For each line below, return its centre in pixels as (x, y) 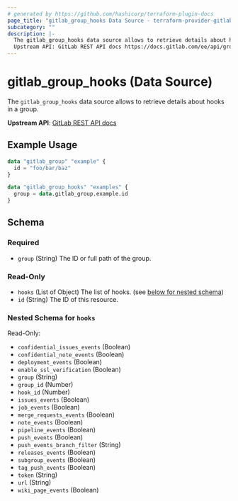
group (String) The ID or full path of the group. (84, 258)
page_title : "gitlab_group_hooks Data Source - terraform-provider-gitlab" (121, 21)
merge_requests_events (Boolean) (66, 415)
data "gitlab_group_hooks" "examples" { (68, 187)
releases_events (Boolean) (57, 452)
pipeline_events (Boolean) (57, 430)
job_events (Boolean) (49, 407)
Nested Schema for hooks (51, 317)
